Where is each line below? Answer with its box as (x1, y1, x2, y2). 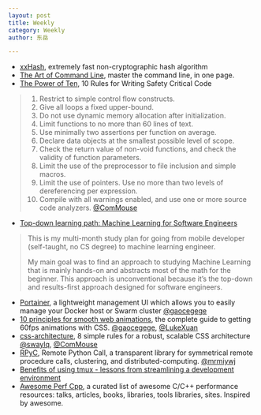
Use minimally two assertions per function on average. (39, 128, 217, 137)
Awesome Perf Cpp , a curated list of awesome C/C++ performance (19, 382, 239, 391)
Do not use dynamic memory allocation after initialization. (39, 111, 226, 121)
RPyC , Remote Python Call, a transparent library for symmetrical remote (19, 348, 254, 357)
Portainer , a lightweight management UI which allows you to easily (19, 297, 236, 308)
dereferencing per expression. (39, 186, 138, 196)
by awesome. (19, 398, 64, 408)
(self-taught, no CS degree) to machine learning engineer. (27, 242, 216, 252)
